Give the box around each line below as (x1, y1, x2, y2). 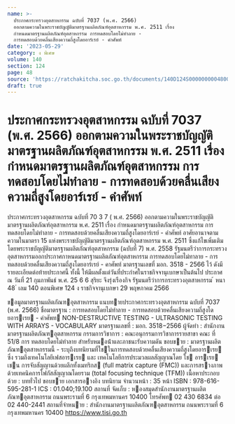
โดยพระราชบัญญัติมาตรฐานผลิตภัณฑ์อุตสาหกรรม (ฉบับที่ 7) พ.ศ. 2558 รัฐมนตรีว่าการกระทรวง (7, 244, 227, 253)
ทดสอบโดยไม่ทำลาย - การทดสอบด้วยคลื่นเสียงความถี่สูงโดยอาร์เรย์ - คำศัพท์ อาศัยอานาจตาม (7, 229, 219, 237)
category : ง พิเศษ (7, 50, 55, 57)
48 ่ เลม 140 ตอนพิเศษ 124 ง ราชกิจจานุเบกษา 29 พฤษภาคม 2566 (7, 284, 169, 292)
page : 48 (7, 69, 33, 76)
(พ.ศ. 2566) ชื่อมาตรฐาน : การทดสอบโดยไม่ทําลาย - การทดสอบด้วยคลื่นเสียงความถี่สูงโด (7, 306, 214, 314)
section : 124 (7, 62, 45, 69)
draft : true (7, 82, 42, 89)
